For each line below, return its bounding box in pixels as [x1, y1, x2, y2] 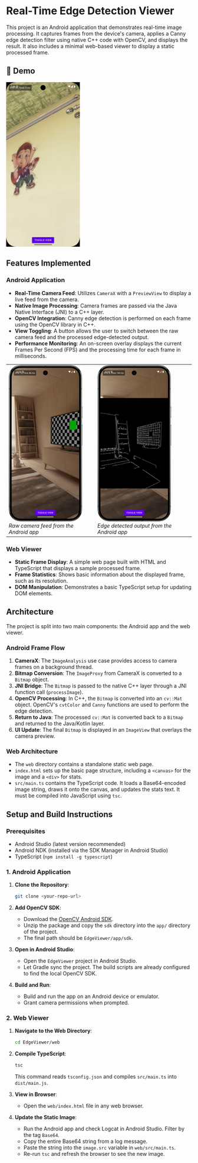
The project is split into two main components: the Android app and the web [6, 622, 190, 629]
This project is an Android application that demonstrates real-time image [6, 24, 182, 31]
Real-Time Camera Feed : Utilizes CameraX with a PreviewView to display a [14, 289, 192, 296]
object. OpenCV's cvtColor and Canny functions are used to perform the [14, 701, 189, 708]
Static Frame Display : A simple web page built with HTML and [14, 558, 166, 566]
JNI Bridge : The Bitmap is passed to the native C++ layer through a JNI [14, 682, 187, 690]
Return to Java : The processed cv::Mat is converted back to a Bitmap [14, 714, 184, 721]
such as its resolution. [14, 577, 68, 584]
